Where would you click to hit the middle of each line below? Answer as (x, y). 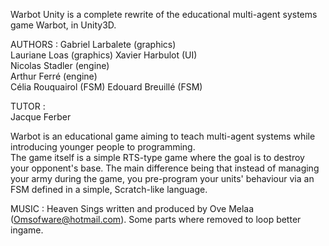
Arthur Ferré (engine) (54, 76)
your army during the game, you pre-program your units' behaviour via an (162, 178)
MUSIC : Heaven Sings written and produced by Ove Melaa (132, 208)
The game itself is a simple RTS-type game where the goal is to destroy (157, 157)
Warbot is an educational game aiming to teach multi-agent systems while (163, 136)
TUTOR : (28, 106)
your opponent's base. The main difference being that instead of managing (165, 168)
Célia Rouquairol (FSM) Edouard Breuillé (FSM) (106, 87)
